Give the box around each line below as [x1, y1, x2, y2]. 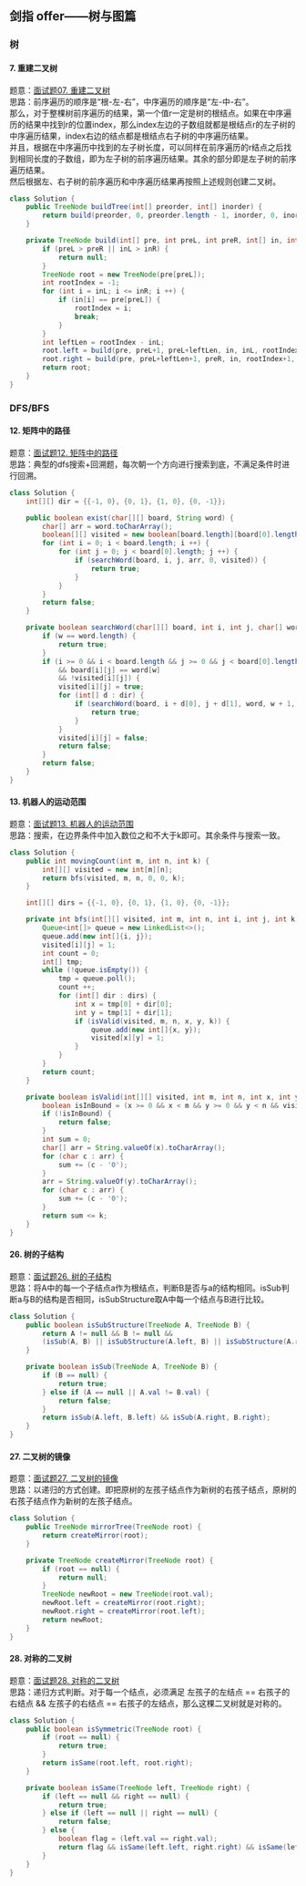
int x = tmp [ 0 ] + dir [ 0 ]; [74, 1000, 173, 1009]
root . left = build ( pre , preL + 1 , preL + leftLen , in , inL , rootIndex [42, 346, 300, 356]
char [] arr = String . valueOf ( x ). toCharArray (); [42, 1143, 226, 1152]
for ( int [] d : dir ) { [57, 691, 145, 700]
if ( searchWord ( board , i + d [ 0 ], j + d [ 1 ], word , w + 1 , [74, 699, 296, 709]
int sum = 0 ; [42, 1135, 92, 1145]
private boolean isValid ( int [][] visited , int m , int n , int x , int [25, 1093, 291, 1102]
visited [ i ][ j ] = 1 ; [42, 940, 117, 949]
